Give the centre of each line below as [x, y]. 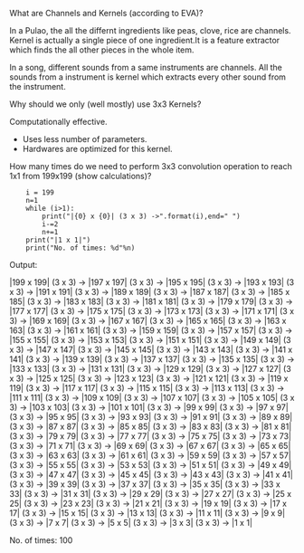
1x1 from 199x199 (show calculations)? [81, 176]
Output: [24, 265]
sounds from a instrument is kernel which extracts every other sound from [148, 77]
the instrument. [38, 86]
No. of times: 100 [41, 540]
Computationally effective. [58, 122]
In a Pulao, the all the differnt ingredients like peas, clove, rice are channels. [150, 30]
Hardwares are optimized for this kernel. [98, 149]
